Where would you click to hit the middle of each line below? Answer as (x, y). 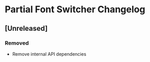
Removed (17, 43)
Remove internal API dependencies (49, 54)
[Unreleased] (26, 28)
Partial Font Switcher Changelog (75, 9)
